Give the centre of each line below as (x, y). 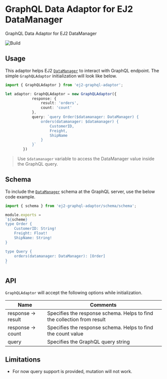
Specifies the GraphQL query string (88, 342)
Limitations (23, 359)
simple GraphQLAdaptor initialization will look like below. (61, 76)
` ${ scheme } (16, 219)
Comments (103, 305)
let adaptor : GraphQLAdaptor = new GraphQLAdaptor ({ (61, 94)
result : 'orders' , (60, 103)
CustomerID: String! (35, 229)
